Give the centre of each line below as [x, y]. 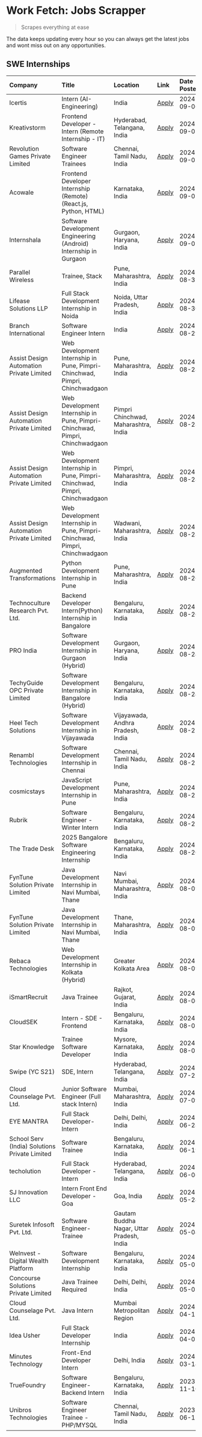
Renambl [22, 755]
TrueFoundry [28, 1385]
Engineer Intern [83, 333]
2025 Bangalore [85, 837]
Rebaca [20, 961]
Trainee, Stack [82, 276]
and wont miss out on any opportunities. [56, 45]
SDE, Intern [78, 1072]
